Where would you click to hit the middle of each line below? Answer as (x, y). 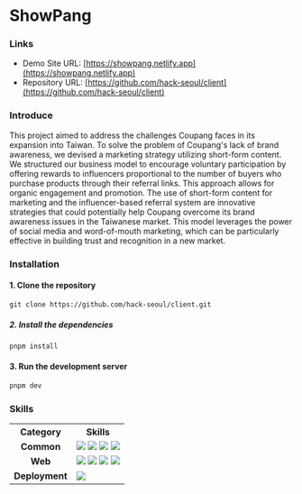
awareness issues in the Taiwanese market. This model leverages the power (151, 221)
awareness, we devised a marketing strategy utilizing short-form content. (146, 154)
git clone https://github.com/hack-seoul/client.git (110, 304)
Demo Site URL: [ (54, 63)
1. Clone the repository (53, 286)
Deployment (41, 476)
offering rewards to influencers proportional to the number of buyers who (146, 173)
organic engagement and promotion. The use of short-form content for (141, 192)
